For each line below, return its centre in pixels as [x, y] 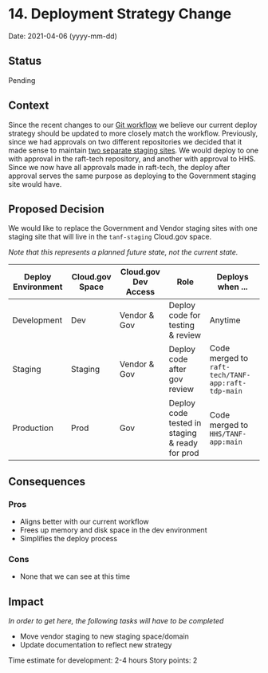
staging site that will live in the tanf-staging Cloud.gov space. [110, 237]
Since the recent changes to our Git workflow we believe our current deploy [133, 125]
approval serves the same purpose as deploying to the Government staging [132, 176]
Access [140, 292]
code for [185, 315]
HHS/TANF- [228, 434]
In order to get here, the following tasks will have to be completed [116, 621]
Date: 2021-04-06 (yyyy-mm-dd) [63, 36]
